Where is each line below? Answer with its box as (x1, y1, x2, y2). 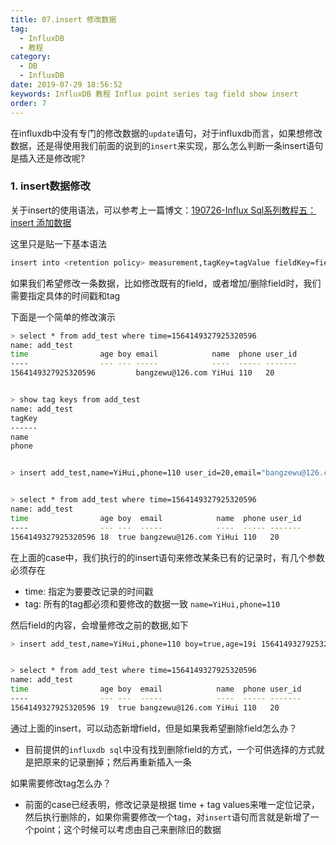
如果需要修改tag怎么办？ (10, 777, 112, 789)
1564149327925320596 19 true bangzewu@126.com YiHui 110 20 (10, 702, 280, 713)
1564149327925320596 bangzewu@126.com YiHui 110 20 (10, 368, 275, 378)
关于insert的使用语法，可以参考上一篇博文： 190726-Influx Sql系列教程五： (10, 204, 317, 216)
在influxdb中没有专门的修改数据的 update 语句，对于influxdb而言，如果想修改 (10, 127, 323, 139)
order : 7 (10, 98, 47, 108)
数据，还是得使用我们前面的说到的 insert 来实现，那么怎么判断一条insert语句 (10, 139, 324, 151)
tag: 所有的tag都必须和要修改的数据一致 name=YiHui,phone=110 (24, 597, 281, 610)
